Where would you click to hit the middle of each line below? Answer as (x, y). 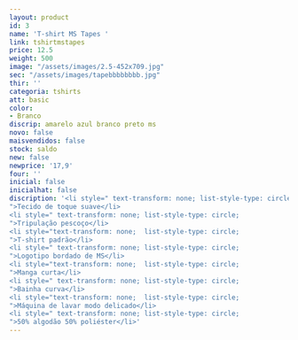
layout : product (39, 17)
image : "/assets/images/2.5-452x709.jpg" (87, 67)
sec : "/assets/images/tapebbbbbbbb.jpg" (85, 75)
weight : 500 (31, 58)
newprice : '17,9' (41, 166)
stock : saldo (33, 149)
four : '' (25, 174)
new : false (29, 157)
